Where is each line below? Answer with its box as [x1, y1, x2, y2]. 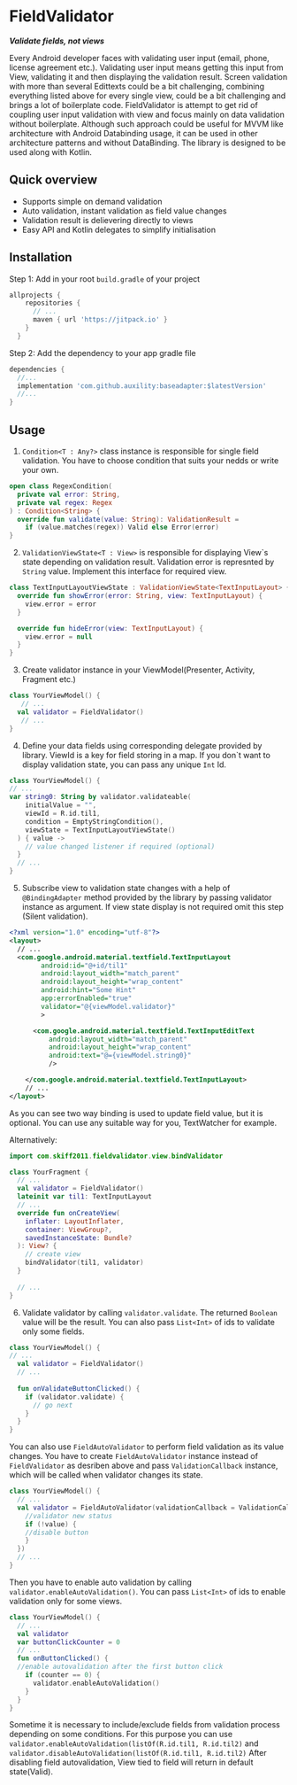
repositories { [25, 299, 81, 307]
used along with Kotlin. [9, 146, 93, 157]
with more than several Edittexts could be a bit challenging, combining [9, 81, 265, 91]
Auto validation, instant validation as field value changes [21, 206, 227, 216]
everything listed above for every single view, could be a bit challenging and [9, 90, 286, 101]
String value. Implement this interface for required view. [21, 566, 227, 577]
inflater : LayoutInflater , [25, 1216, 125, 1226]
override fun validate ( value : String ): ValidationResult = [17, 515, 240, 524]
